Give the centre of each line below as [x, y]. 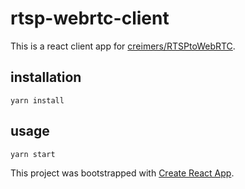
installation [46, 77]
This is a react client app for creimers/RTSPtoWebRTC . [123, 46]
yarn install [37, 100]
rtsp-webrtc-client [90, 18]
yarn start [33, 154]
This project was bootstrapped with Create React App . [122, 173]
